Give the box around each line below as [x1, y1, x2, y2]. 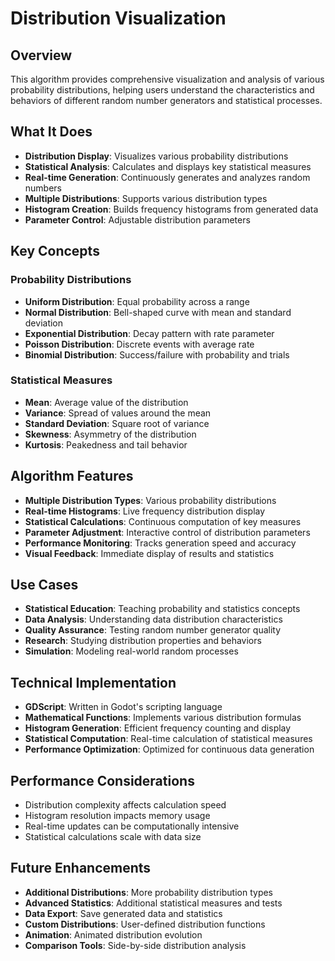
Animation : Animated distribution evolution [24, 928, 203, 941]
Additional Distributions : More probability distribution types [24, 886, 274, 898]
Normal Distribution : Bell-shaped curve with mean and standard [24, 306, 292, 318]
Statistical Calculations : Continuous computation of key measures [24, 515, 302, 527]
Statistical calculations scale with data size [24, 831, 202, 843]
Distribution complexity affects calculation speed [24, 799, 227, 811]
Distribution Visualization [10, 7, 227, 30]
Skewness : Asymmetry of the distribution [24, 428, 197, 440]
